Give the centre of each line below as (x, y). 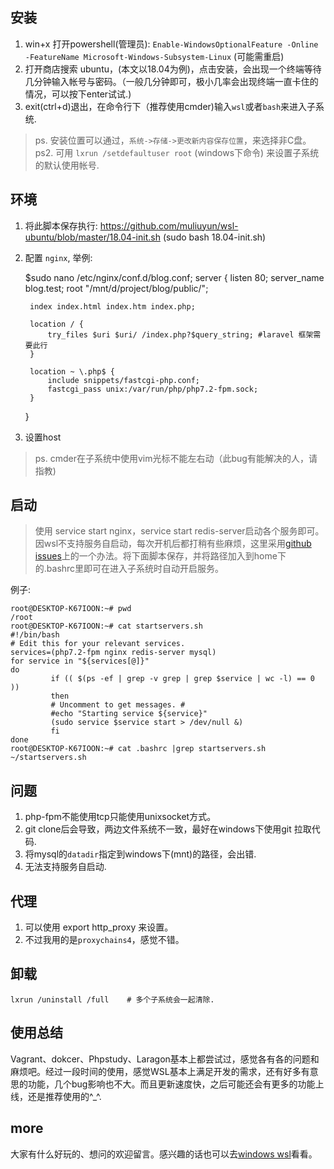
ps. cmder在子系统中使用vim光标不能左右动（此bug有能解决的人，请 (176, 458)
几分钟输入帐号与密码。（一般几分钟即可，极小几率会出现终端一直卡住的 (171, 81)
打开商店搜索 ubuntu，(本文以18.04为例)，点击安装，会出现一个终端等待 (173, 69)
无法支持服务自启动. (65, 867)
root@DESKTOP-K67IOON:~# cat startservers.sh (106, 626)
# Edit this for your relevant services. (98, 644)
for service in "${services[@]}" (80, 661)
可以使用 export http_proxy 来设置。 (99, 927)
